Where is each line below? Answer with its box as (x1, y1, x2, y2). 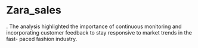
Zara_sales (6, 4, 61, 17)
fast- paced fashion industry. (6, 35, 78, 42)
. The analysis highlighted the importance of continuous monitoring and (6, 23, 182, 30)
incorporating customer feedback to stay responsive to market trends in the (6, 29, 192, 36)
